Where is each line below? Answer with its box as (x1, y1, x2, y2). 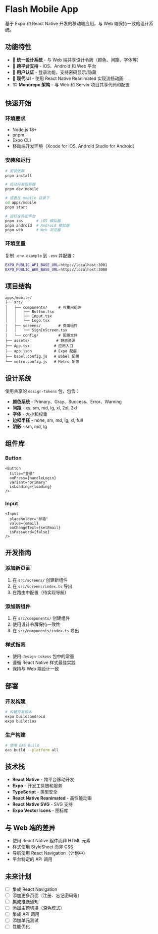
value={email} (9, 521, 39, 526)
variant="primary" (9, 480, 48, 485)
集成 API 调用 (12, 911, 40, 917)
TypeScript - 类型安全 (12, 789, 58, 795)
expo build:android (5, 714, 46, 719)
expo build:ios (5, 719, 37, 724)
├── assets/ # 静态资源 (5, 338, 76, 343)
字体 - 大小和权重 (12, 411, 48, 417)
